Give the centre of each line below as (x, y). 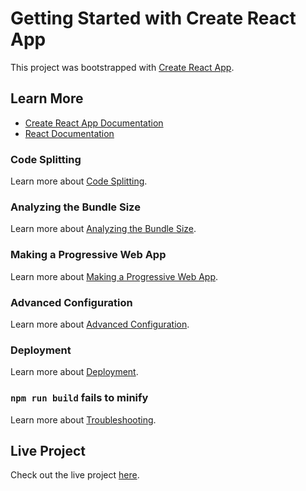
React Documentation (69, 133)
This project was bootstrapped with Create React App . (122, 67)
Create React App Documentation (94, 123)
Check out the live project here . (75, 475)
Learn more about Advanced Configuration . (100, 324)
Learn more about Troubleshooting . (83, 419)
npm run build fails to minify (79, 398)
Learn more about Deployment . (74, 372)
